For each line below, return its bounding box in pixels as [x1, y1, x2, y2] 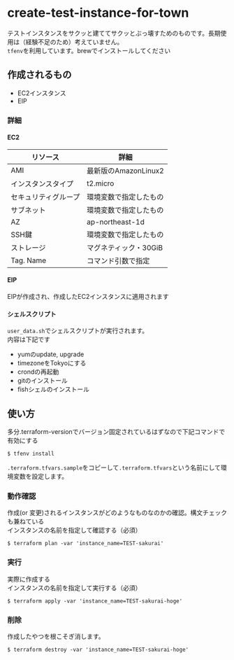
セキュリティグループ [10, 192, 80, 202]
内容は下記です [7, 335, 50, 344]
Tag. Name [10, 255, 47, 265]
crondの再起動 [17, 367, 59, 376]
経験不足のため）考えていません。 [25, 37, 124, 46]
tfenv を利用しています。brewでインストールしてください [7, 46, 171, 55]
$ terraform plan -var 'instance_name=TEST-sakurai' [7, 540, 164, 547]
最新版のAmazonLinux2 [87, 166, 164, 176]
